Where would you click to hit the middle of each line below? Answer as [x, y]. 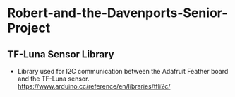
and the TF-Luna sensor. [53, 79]
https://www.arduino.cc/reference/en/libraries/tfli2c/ [94, 86]
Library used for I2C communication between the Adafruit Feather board [123, 71]
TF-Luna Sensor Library [61, 54]
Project [29, 28]
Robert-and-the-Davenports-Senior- [117, 13]
